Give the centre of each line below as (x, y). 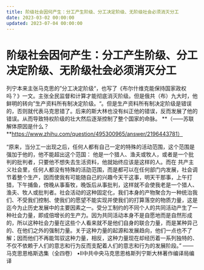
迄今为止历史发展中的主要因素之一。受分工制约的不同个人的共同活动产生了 (99, 208)
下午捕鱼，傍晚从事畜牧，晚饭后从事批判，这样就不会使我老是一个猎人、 (107, 185)
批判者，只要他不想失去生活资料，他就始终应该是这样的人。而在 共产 (103, 162)
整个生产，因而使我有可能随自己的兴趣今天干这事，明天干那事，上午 (102, 178)
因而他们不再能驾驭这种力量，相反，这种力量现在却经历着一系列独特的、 (107, 238)
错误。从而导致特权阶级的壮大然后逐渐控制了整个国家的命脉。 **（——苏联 (100, 119)
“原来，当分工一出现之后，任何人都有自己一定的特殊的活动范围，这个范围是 (101, 147)
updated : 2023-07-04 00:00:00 (45, 23)
